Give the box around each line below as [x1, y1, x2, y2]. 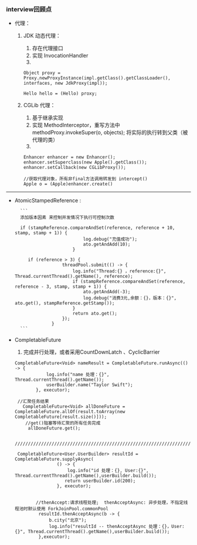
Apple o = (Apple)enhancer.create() [23, 181, 113, 187]
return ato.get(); [72, 311, 117, 317]
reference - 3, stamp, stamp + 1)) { [14, 284, 107, 290]
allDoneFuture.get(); [28, 426, 81, 431]
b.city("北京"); [49, 517, 87, 523]
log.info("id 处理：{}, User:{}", [67, 468, 149, 474]
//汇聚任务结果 [17, 398, 49, 404]
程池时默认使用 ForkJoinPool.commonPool [14, 506, 108, 512]
